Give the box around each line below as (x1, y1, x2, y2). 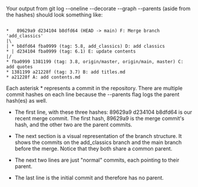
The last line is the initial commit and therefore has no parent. (14, 174, 164, 181)
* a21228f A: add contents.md (6, 74, 81, 80)
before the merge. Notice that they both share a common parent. (14, 145, 173, 152)
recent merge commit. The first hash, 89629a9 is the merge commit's (14, 115, 184, 122)
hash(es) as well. (6, 97, 47, 104)
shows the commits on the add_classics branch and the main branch (14, 139, 182, 146)
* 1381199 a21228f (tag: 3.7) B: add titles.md (6, 69, 126, 75)
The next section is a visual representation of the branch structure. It (14, 133, 182, 139)
